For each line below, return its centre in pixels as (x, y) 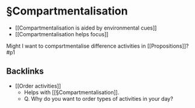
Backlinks (25, 71)
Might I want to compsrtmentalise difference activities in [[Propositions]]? (97, 46)
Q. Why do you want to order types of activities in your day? (98, 98)
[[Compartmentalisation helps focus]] (62, 34)
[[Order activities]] (38, 86)
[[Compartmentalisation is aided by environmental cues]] (86, 28)
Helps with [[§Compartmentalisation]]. (72, 92)
